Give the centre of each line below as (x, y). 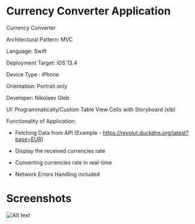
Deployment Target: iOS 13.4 (42, 63)
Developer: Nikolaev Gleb (38, 98)
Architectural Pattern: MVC (40, 39)
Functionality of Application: (41, 121)
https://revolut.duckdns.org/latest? (145, 132)
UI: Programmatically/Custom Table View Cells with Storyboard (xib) (91, 109)
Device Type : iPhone (33, 74)
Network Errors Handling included (57, 174)
